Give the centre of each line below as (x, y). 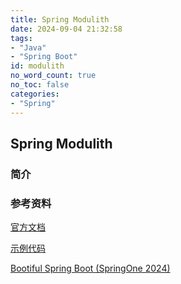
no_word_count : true (53, 76)
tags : (21, 38)
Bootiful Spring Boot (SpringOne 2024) (90, 268)
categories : (35, 94)
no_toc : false (40, 85)
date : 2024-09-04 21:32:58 (66, 29)
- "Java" (28, 47)
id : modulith (37, 66)
